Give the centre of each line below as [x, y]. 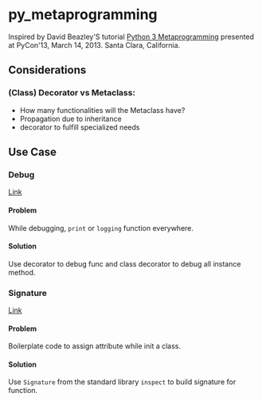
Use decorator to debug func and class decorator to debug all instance [125, 263]
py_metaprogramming [83, 15]
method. [22, 272]
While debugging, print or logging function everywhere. [101, 228]
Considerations [47, 70]
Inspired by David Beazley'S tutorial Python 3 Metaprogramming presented [131, 37]
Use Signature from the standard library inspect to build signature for [122, 382]
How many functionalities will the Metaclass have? [102, 110]
